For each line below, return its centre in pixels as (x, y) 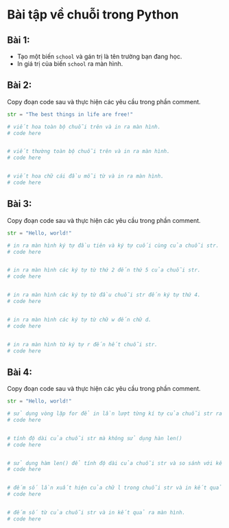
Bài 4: (20, 372)
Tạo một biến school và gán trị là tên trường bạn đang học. (99, 56)
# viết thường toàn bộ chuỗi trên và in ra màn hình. (88, 152)
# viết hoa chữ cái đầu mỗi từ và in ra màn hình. (86, 176)
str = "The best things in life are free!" (70, 114)
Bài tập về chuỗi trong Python (93, 15)
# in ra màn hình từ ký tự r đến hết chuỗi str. (82, 344)
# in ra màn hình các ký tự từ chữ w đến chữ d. (80, 320)
